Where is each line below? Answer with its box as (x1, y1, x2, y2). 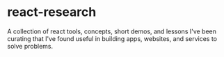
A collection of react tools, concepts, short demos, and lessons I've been (7, 27, 217, 35)
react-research (7, 4, 97, 20)
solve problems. (7, 42, 54, 50)
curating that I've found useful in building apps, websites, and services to (7, 34, 218, 42)
